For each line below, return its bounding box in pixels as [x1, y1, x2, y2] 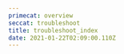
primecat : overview [8, 11, 74, 20]
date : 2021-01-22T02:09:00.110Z [8, 33, 116, 42]
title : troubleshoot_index [8, 26, 98, 34]
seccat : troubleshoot [8, 19, 81, 27]
